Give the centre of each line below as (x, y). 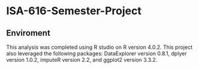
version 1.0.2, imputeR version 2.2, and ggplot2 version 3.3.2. (82, 60)
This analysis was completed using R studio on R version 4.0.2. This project (99, 47)
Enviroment (28, 33)
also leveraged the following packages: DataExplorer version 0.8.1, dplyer (97, 54)
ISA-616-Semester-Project (74, 11)
